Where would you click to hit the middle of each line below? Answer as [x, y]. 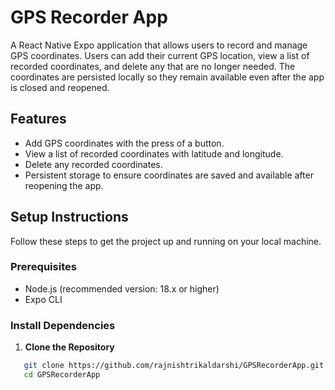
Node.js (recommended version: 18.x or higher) [122, 288]
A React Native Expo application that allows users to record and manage [159, 45]
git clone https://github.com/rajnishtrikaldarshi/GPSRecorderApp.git [174, 366]
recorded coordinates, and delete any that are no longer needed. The [153, 66]
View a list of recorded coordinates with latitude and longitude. [154, 153]
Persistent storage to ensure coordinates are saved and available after [169, 175]
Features [38, 119]
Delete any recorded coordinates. [93, 164]
